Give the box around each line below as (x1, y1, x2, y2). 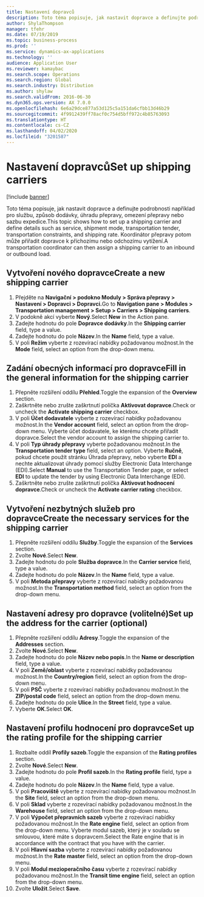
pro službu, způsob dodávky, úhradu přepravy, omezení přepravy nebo (6, 211, 184, 218)
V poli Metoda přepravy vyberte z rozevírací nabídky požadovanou (15, 577, 184, 585)
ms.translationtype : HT (6, 116, 67, 123)
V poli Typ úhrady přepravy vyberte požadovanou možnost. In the (15, 440, 180, 448)
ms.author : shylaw (6, 88, 53, 95)
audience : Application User (6, 60, 78, 66)
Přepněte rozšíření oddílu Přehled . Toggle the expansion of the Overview (15, 388, 197, 396)
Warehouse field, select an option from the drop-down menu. (15, 807, 170, 814)
